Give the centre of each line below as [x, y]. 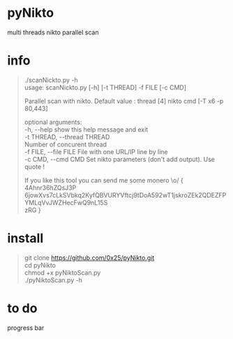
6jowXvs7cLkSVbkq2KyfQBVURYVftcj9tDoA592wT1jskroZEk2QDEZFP [125, 195]
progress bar [26, 328]
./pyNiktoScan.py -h [53, 280]
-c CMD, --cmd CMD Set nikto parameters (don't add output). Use [119, 159]
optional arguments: [53, 122]
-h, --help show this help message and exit [86, 129]
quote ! [35, 167]
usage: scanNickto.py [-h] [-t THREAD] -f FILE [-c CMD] [105, 87]
